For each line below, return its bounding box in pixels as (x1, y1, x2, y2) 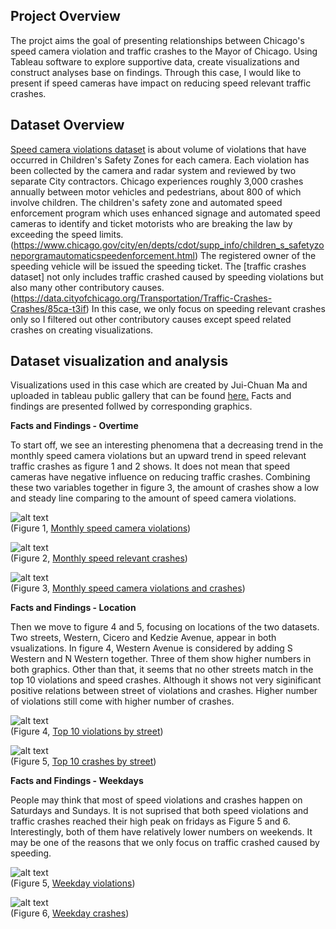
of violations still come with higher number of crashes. (10, 695, 235, 708)
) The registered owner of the (194, 249, 317, 261)
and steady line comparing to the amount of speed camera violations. (10, 492, 297, 504)
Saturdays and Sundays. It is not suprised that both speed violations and (10, 805, 309, 817)
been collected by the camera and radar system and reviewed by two (10, 164, 297, 176)
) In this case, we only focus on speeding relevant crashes (85, 302, 326, 314)
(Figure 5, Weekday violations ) (10, 877, 136, 889)
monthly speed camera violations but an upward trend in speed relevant (10, 450, 307, 462)
